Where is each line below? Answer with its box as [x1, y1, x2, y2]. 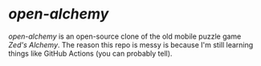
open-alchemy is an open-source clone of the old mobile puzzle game [8, 31, 242, 41]
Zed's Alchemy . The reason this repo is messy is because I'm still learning [8, 39, 254, 49]
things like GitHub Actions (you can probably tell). [8, 48, 173, 58]
